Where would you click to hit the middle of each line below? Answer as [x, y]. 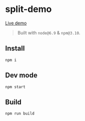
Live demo [16, 23]
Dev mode [21, 75]
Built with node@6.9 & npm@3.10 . [49, 32]
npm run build [20, 113]
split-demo [28, 9]
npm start [15, 87]
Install [15, 48]
